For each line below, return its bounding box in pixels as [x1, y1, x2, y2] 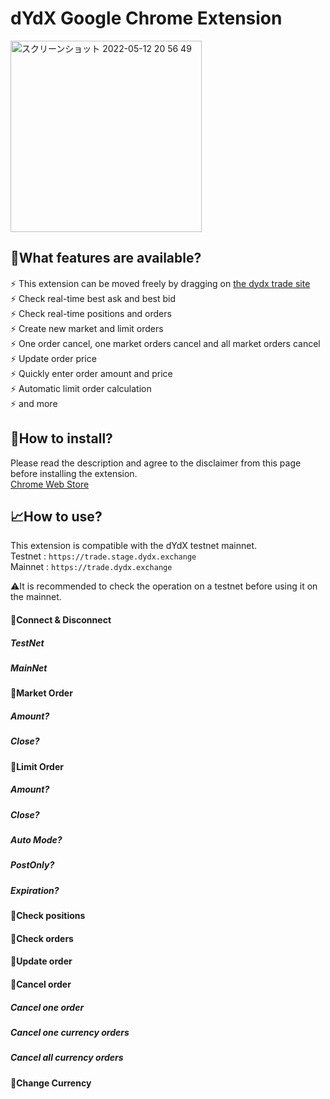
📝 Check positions [10, 910, 86, 922]
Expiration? [10, 884, 60, 896]
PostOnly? [10, 859, 55, 871]
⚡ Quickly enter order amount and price [10, 367, 173, 379]
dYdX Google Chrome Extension [10, 7, 283, 30]
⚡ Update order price [10, 352, 97, 364]
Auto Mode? [10, 834, 63, 846]
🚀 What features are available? [10, 250, 202, 267]
